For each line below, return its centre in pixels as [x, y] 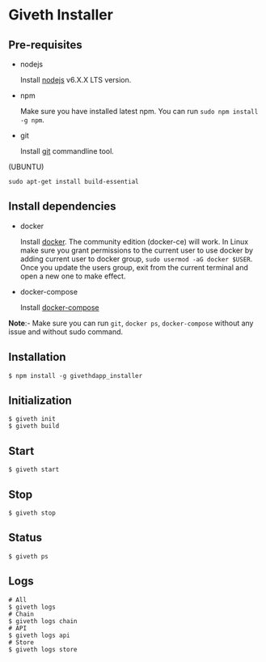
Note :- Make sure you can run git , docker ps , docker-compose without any [131, 323]
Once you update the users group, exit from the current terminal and [134, 267]
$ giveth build [34, 426]
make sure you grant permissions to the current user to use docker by [136, 250]
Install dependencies [62, 207]
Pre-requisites [45, 45]
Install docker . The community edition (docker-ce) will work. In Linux [134, 241]
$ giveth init [32, 419]
